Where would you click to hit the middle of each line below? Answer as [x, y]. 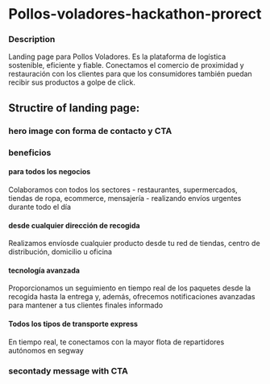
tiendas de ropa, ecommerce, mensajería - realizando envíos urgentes [125, 198]
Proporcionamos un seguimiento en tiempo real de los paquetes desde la [130, 288]
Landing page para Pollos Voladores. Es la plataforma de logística [117, 56]
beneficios [30, 152]
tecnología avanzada [44, 270]
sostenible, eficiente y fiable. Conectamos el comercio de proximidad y [126, 65]
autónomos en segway [46, 350]
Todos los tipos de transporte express [73, 323]
